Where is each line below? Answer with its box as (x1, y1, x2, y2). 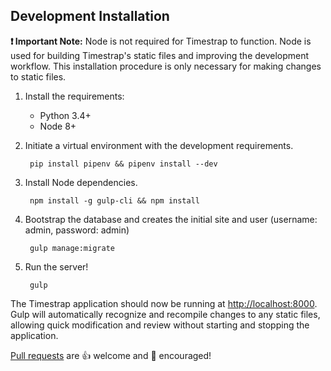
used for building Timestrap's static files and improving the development (10, 49, 310, 61)
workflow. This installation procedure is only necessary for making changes (10, 60, 322, 72)
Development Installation (10, 8, 170, 25)
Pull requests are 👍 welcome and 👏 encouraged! (10, 349, 212, 361)
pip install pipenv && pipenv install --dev (29, 159, 218, 169)
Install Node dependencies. (24, 176, 138, 188)
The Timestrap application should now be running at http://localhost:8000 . (10, 297, 318, 309)
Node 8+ (39, 120, 77, 132)
